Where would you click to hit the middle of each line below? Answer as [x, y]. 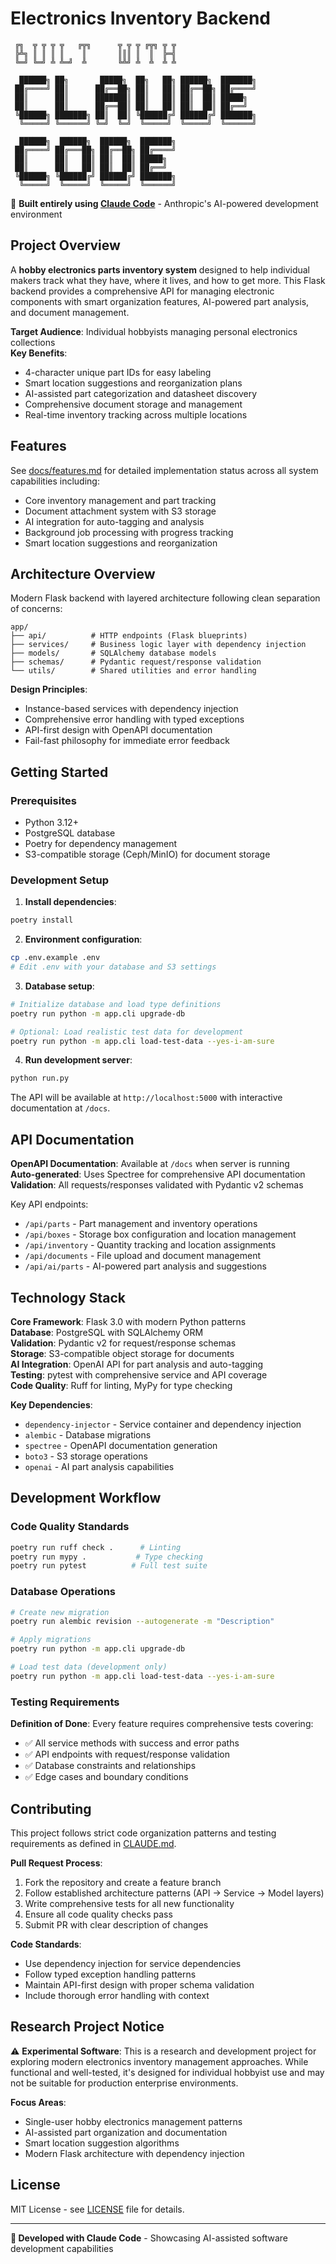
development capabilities [62, 2248]
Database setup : [59, 986]
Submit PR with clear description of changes [116, 1924]
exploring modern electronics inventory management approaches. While [159, 2061]
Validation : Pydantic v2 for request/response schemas [123, 1343]
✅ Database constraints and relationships [110, 1766]
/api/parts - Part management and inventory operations [141, 1224]
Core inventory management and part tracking [120, 500]
